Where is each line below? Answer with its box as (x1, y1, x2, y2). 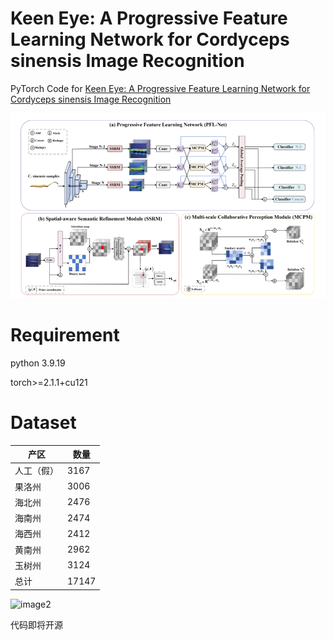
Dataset (10, 411, 77, 434)
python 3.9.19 (10, 357, 66, 369)
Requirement (10, 324, 120, 347)
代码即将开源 (10, 618, 63, 631)
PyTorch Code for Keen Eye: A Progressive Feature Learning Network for (10, 82, 311, 94)
